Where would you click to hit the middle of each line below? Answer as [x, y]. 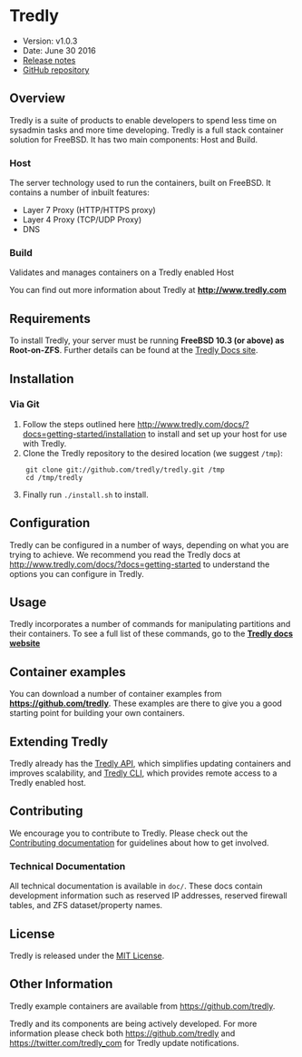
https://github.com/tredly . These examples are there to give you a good [146, 703]
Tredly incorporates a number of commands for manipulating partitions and [150, 624]
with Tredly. [44, 443]
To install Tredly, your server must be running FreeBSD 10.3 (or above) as [147, 340]
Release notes [49, 60]
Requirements [50, 318]
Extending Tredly [59, 742]
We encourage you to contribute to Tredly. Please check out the [129, 833]
